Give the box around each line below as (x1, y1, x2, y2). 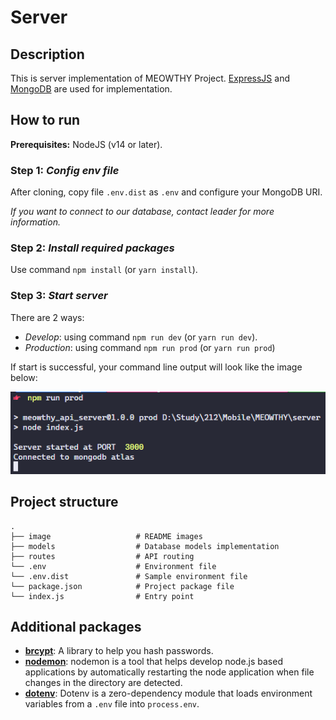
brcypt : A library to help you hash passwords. (24, 645, 214, 657)
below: (10, 371, 38, 383)
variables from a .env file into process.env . (24, 698, 200, 710)
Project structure (10, 494, 119, 511)
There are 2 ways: (10, 311, 85, 323)
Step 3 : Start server (10, 289, 108, 303)
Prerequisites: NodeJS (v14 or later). (10, 138, 163, 150)
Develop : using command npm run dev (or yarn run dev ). (24, 331, 258, 343)
